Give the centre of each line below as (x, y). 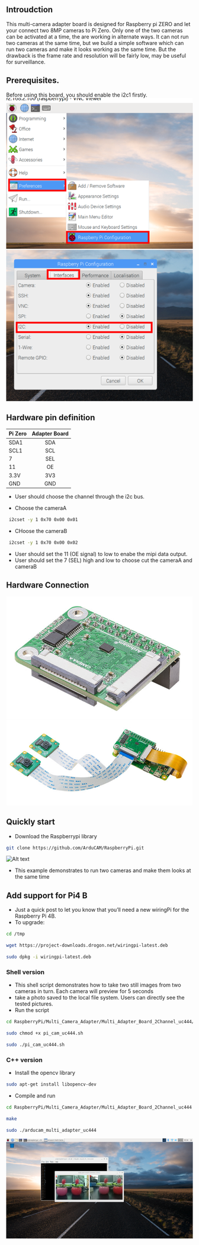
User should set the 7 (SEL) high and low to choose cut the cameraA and (103, 560)
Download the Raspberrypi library (56, 836)
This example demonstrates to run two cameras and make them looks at (103, 870)
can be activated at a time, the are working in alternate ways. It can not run (97, 36)
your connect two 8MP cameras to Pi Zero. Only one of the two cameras (94, 30)
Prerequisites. (33, 80)
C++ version (24, 1059)
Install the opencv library (45, 1073)
